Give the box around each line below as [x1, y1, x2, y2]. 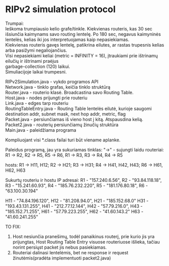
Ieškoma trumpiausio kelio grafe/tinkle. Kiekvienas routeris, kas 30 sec [5, 25, 153, 31]
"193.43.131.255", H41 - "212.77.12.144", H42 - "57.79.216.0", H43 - [5, 203, 143, 209]
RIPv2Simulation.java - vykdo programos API [5, 79, 99, 85]
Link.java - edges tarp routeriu [5, 100, 69, 106]
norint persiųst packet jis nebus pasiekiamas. [12, 244, 107, 250]
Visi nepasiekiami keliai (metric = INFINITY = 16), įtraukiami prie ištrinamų [5, 52, 158, 59]
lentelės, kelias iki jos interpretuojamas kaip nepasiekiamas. [5, 36, 130, 43]
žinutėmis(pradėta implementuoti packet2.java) [12, 255, 111, 261]
